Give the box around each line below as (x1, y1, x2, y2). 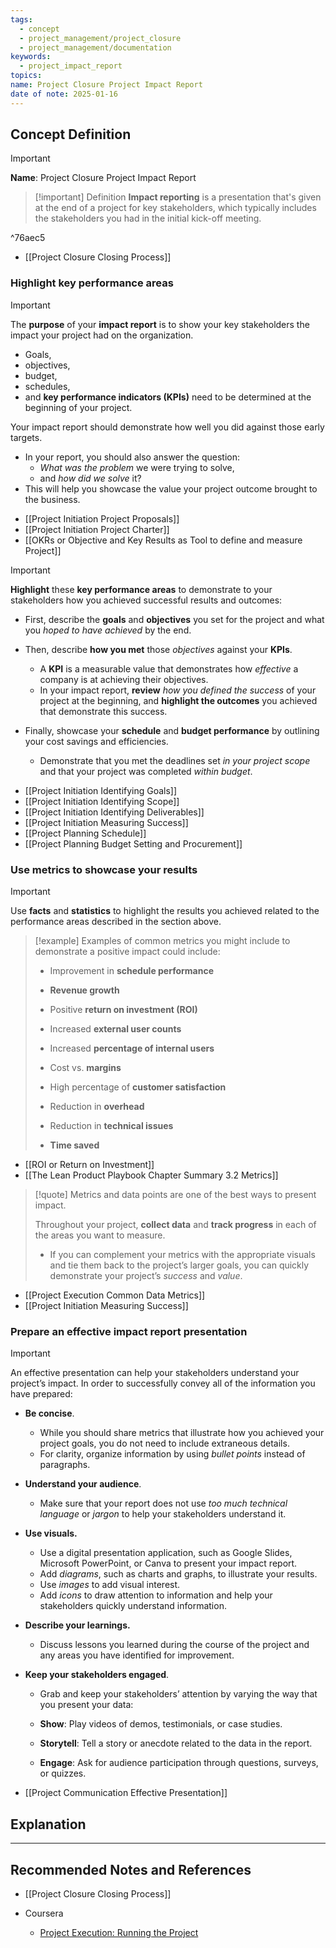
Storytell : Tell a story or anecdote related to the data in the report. (39, 1737, 313, 1750)
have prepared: (10, 1388, 73, 1400)
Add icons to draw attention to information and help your (39, 1589, 273, 1601)
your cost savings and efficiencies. (24, 735, 169, 747)
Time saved (49, 1139, 100, 1151)
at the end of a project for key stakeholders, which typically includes (34, 202, 317, 214)
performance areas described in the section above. (10, 916, 222, 928)
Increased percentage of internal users (49, 1042, 215, 1055)
